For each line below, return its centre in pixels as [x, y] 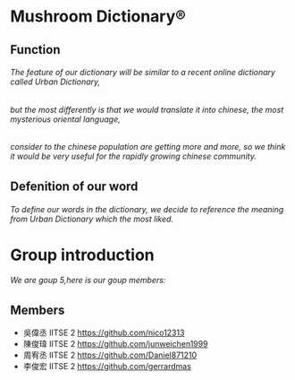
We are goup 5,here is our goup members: [88, 281]
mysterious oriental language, [65, 119]
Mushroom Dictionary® [98, 17]
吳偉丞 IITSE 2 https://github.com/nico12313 [104, 332]
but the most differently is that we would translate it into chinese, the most [147, 109]
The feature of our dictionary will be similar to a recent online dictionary [143, 73]
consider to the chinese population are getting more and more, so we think [148, 147]
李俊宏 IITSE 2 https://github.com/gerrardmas [107, 367]
